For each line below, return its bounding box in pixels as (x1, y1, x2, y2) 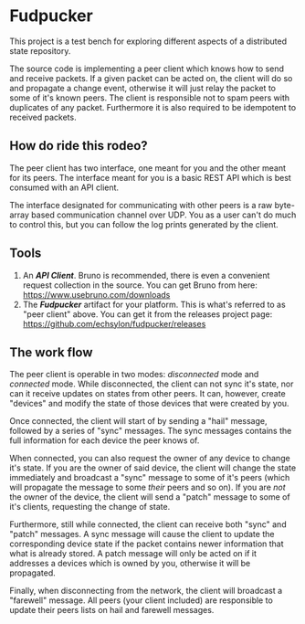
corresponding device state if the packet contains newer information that (9, 538, 285, 549)
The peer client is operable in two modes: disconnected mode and (9, 369, 259, 380)
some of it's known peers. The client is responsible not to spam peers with (9, 92, 290, 103)
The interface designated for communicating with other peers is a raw (9, 199, 273, 210)
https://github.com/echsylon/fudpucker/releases (22, 318, 206, 329)
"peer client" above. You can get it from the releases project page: (22, 308, 273, 320)
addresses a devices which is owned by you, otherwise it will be (9, 558, 251, 569)
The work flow (9, 344, 93, 360)
